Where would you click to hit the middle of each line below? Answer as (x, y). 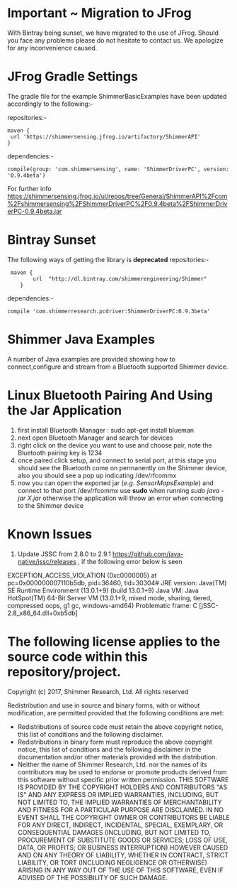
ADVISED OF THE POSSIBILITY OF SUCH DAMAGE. (93, 877)
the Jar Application (65, 410)
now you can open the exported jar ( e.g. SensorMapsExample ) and (115, 483)
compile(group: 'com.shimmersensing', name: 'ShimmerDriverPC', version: (118, 169)
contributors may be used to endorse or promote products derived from (122, 771)
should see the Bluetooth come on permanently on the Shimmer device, (122, 467)
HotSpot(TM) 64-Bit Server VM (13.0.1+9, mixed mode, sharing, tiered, (110, 597)
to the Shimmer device (50, 505)
